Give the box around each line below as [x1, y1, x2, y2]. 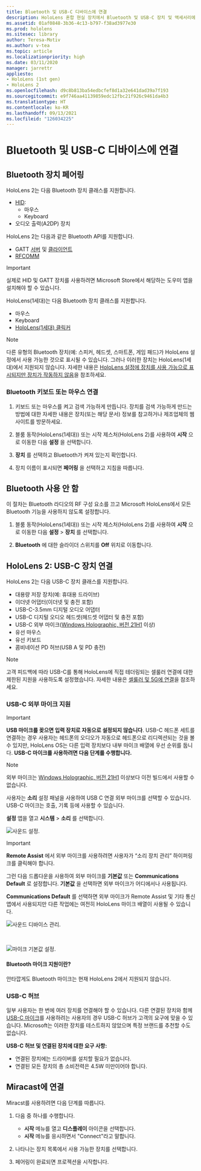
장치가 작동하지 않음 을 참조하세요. [27, 371, 107, 379]
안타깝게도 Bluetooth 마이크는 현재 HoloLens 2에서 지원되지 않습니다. [6, 975, 171, 982]
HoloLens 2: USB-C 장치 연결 [6, 561, 113, 571]
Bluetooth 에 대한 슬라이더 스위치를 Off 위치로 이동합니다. [14, 541, 153, 549]
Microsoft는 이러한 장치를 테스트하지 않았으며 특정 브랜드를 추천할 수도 [24, 1022, 191, 1029]
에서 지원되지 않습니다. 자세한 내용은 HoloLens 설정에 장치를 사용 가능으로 [13, 364, 188, 371]
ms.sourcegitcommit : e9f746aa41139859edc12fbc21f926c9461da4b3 [6, 93, 169, 99]
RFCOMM [14, 252, 40, 260]
